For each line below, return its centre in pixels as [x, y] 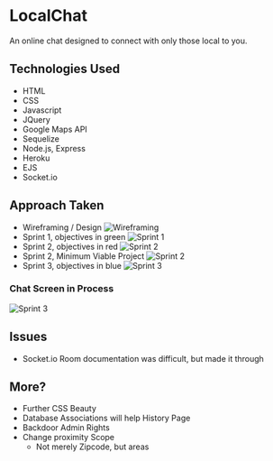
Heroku [36, 158]
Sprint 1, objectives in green [74, 236]
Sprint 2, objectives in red [70, 246]
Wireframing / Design [62, 227]
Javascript [42, 110]
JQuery [36, 119]
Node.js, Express [54, 148]
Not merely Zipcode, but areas [92, 447]
